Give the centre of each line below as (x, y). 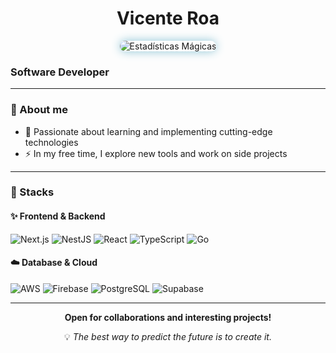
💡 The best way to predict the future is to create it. (167, 336)
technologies (51, 142)
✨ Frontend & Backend (58, 216)
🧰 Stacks (32, 192)
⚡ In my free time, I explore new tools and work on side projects (156, 153)
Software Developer (60, 72)
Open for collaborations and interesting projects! (168, 317)
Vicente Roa (168, 18)
